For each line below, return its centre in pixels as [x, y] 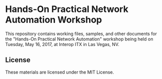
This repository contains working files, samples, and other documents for [81, 33]
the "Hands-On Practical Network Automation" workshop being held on [79, 39]
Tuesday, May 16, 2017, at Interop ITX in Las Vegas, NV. [62, 44]
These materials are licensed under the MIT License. [60, 72]
